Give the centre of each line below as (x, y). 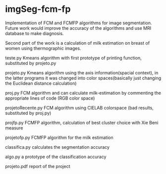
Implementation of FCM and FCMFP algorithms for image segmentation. (79, 23)
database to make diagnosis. (34, 33)
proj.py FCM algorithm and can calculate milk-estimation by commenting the (83, 93)
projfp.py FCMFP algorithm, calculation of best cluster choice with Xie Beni (82, 122)
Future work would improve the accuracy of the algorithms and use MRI (78, 28)
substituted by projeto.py (31, 63)
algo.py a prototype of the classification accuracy (56, 157)
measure (14, 128)
